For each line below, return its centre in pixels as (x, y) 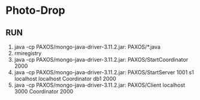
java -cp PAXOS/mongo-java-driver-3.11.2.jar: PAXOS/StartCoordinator (101, 60)
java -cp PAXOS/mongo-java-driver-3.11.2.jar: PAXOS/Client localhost (100, 85)
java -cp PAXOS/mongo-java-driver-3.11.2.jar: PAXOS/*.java (87, 47)
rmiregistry (28, 53)
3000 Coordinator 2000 (44, 91)
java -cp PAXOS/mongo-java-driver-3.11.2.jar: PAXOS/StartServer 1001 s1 (104, 72)
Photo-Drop (35, 10)
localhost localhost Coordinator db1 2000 (65, 79)
